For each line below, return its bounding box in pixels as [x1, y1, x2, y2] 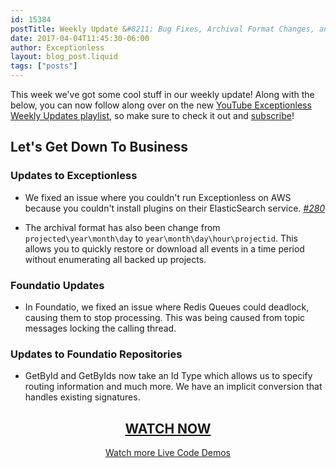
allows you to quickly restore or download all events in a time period [24, 242, 305, 255]
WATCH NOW [124, 420, 212, 437]
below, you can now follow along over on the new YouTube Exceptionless [10, 99, 312, 111]
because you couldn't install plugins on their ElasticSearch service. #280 [24, 202, 326, 214]
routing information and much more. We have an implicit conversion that [24, 381, 323, 393]
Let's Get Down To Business [10, 139, 189, 156]
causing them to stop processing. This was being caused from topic [24, 311, 306, 323]
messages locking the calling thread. [24, 322, 177, 334]
